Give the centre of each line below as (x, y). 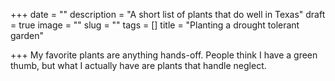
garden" (27, 35)
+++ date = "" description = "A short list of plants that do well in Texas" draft (168, 14)
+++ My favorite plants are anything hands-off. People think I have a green (164, 55)
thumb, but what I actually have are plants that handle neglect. (138, 65)
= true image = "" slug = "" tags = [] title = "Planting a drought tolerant (155, 25)
